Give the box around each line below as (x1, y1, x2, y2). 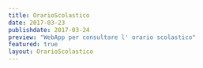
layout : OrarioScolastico (8, 48, 93, 55)
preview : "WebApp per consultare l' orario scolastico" (8, 33, 196, 41)
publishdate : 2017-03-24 (8, 26, 90, 34)
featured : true (8, 41, 58, 48)
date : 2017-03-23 (8, 19, 66, 27)
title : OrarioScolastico (8, 11, 90, 20)
